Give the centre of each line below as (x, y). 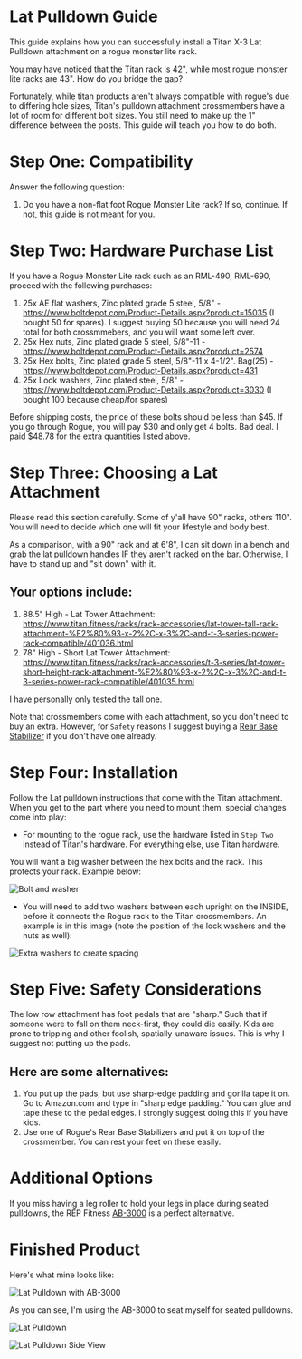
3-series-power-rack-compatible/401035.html (108, 681)
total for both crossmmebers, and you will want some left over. (139, 332)
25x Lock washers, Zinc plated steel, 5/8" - (103, 380)
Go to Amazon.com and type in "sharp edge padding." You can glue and (157, 1103)
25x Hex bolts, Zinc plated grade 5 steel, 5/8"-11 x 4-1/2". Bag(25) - (148, 361)
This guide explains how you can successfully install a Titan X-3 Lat (136, 42)
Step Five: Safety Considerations (136, 989)
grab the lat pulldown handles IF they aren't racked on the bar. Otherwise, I (149, 554)
